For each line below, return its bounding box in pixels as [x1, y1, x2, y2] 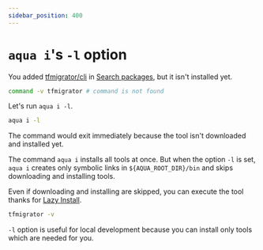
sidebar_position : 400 [8, 11, 83, 20]
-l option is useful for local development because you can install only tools [8, 225, 253, 234]
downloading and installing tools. [8, 172, 116, 181]
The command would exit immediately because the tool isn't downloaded [8, 131, 246, 141]
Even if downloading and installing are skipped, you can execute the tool [8, 187, 244, 196]
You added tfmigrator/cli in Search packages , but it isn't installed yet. [8, 72, 233, 81]
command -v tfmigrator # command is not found [8, 87, 164, 95]
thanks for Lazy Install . [8, 195, 82, 205]
